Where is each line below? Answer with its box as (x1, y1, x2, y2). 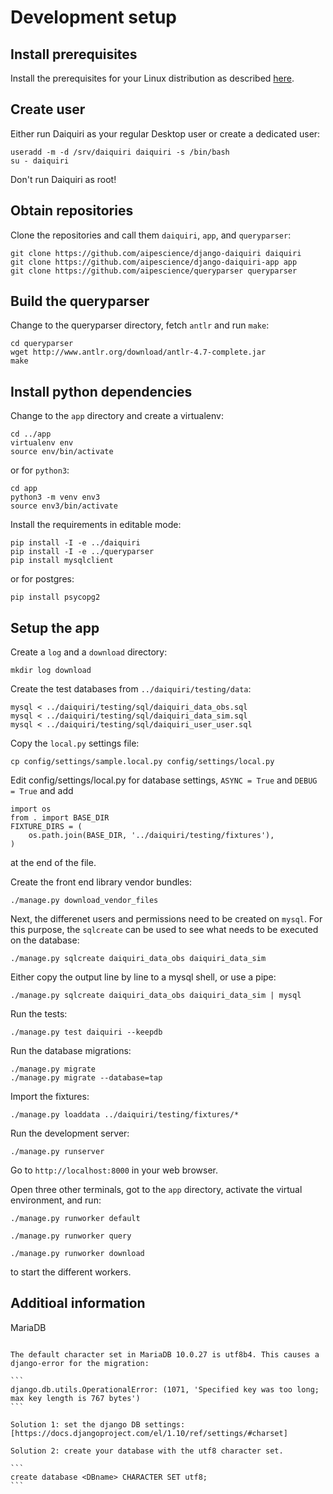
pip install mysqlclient (10, 556, 114, 566)
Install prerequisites (10, 46, 138, 63)
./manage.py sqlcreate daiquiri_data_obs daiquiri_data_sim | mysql (10, 991, 302, 1001)
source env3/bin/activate (10, 501, 118, 511)
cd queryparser (10, 339, 74, 349)
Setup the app (10, 619, 100, 636)
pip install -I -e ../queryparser (10, 547, 155, 557)
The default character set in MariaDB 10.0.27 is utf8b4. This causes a (10, 1349, 320, 1360)
